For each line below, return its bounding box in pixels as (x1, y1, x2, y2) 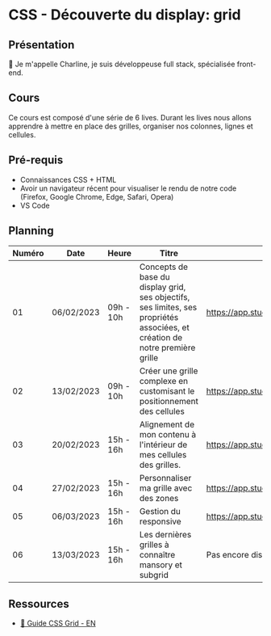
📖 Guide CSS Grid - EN (19, 618, 96, 628)
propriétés (139, 312, 179, 323)
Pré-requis (8, 154, 64, 167)
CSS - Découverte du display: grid (8, 6, 241, 24)
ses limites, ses (139, 301, 198, 313)
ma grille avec (139, 482, 193, 494)
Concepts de (139, 261, 188, 272)
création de (139, 332, 183, 343)
